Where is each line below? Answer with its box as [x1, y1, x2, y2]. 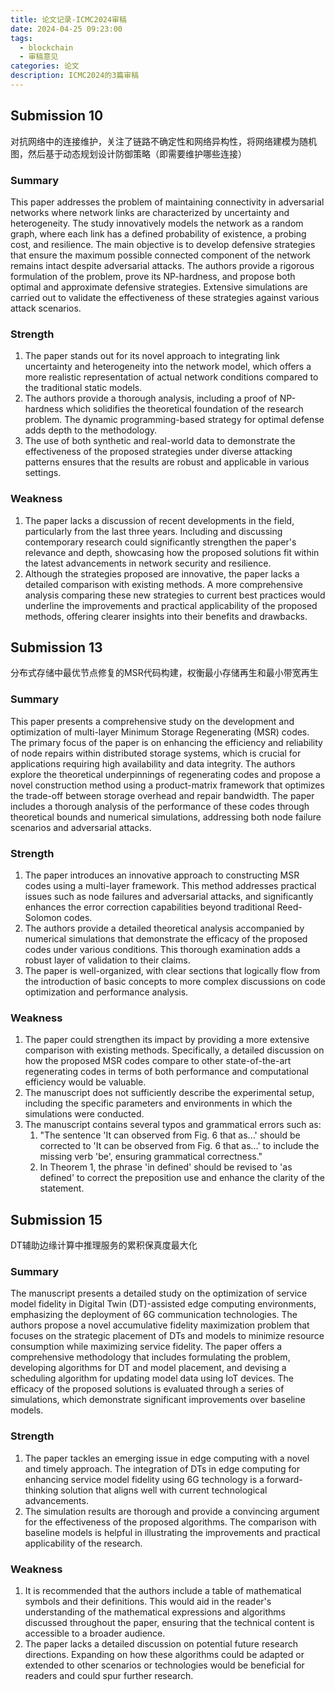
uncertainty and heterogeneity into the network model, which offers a [24, 361, 312, 373]
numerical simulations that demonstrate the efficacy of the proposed [24, 932, 308, 945]
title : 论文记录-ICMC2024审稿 [10, 14, 127, 25]
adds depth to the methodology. [24, 424, 158, 436]
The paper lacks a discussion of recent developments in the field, [24, 514, 295, 526]
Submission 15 [10, 1211, 103, 1228]
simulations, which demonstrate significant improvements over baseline [10, 1394, 306, 1406]
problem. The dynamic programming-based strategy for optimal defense [24, 414, 325, 426]
